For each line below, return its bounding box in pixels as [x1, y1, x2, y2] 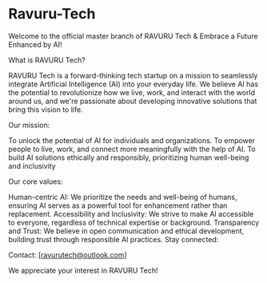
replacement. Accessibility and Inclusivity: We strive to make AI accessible [8, 209, 254, 218]
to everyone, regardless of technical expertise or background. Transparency [8, 217, 260, 227]
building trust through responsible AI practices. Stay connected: [8, 234, 219, 244]
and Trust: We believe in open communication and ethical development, [8, 225, 245, 236]
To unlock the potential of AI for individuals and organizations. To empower [8, 135, 256, 145]
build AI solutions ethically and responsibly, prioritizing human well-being [8, 153, 249, 162]
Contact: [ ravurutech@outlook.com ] [8, 249, 128, 260]
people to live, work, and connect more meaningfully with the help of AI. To [8, 144, 256, 153]
